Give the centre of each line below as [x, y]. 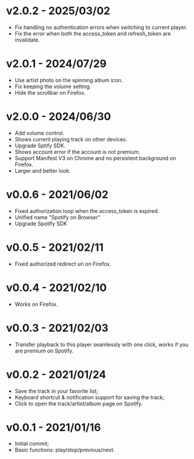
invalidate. [27, 40]
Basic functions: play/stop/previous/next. [65, 450]
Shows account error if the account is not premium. [77, 151]
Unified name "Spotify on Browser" [57, 217]
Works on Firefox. [36, 304]
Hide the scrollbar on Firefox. [50, 92]
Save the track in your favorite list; [56, 391]
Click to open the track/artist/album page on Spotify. [79, 403]
